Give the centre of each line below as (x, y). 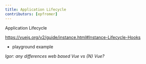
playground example (33, 47)
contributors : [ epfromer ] (31, 14)
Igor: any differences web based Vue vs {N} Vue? (55, 56)
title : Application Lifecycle (36, 9)
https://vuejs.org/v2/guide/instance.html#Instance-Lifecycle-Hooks (73, 37)
